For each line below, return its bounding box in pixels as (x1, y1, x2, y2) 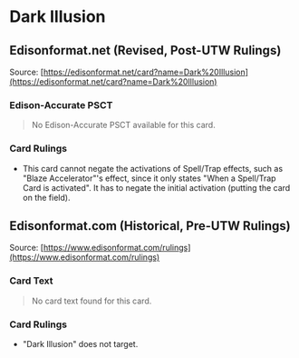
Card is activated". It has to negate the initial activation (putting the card (22, 182, 291, 193)
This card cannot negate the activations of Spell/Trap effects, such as (22, 163, 284, 174)
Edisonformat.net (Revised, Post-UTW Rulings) (9, 43, 282, 58)
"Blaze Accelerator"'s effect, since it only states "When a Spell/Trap (22, 173, 276, 184)
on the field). (22, 192, 71, 203)
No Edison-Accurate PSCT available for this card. (31, 120, 216, 131)
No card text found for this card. (31, 295, 152, 306)
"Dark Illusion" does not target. (22, 339, 139, 349)
